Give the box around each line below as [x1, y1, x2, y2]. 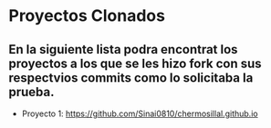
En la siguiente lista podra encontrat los [8, 42, 238, 57]
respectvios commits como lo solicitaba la [8, 70, 254, 85]
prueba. [8, 84, 56, 100]
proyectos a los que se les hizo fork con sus [8, 55, 262, 71]
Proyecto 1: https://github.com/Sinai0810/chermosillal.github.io [21, 108, 258, 119]
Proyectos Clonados [8, 5, 166, 26]
